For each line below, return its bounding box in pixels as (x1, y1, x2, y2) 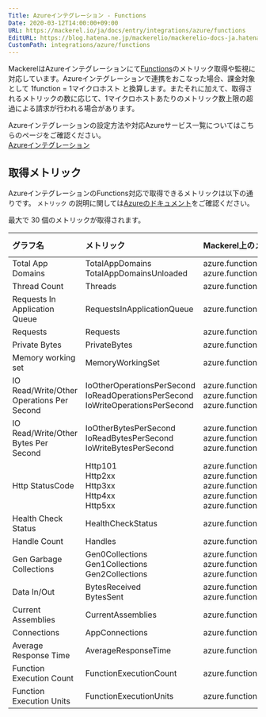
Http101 (85, 460, 117, 471)
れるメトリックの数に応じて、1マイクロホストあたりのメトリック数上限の (8, 94, 247, 103)
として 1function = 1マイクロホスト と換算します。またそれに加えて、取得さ (8, 84, 253, 94)
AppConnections (85, 626, 148, 638)
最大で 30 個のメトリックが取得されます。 (8, 215, 145, 225)
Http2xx (85, 470, 116, 481)
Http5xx (85, 499, 116, 511)
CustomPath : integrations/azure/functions (8, 41, 150, 49)
